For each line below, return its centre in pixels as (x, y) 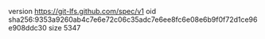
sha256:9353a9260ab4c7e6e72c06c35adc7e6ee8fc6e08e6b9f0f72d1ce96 (133, 19)
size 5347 (64, 28)
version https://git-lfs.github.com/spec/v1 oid (82, 11)
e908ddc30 (27, 28)
